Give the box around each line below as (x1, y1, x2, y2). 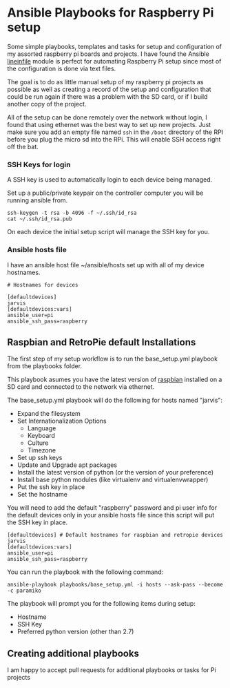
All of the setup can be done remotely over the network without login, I (7, 113, 208, 122)
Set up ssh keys (17, 454, 63, 462)
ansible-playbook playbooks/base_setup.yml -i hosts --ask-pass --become (7, 582, 224, 589)
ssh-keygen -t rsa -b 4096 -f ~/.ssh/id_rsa (7, 209, 137, 217)
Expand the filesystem (17, 410, 81, 418)
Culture (27, 439, 49, 447)
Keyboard (27, 432, 55, 440)
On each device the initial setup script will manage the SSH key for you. (7, 228, 210, 236)
